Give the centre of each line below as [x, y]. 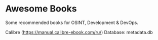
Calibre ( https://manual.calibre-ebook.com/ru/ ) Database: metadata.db [79, 32]
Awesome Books [41, 9]
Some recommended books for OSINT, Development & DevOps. [72, 22]
